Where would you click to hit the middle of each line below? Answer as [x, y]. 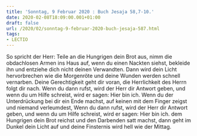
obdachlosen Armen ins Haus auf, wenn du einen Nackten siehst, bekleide [98, 63]
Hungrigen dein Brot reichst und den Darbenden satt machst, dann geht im [98, 120]
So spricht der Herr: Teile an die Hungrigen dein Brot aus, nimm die [89, 57]
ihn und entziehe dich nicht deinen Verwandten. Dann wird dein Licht [92, 69]
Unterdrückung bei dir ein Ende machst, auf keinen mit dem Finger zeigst [97, 101]
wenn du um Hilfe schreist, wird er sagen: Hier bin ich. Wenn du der [90, 95]
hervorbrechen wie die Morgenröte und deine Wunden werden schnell [93, 76]
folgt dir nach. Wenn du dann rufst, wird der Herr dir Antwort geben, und [96, 88]
